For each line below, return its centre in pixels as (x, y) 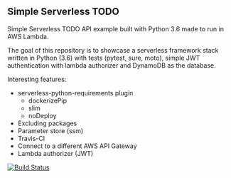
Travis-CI (31, 138)
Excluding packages (47, 123)
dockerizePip (48, 100)
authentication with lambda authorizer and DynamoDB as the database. (112, 65)
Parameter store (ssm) (50, 130)
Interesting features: (37, 79)
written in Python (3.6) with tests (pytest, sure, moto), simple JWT (104, 58)
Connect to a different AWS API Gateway (77, 146)
